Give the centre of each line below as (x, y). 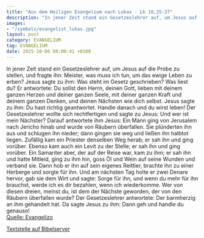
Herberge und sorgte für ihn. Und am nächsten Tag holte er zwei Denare (97, 172)
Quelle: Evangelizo (30, 217)
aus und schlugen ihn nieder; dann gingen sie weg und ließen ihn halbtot (97, 133)
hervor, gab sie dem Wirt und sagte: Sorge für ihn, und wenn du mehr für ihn (102, 178)
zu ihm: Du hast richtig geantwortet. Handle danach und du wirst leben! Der (101, 107)
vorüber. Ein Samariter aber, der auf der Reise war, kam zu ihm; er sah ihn (99, 152)
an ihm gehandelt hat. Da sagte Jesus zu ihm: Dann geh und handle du (95, 204)
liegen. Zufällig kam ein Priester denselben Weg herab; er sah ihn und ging (100, 140)
